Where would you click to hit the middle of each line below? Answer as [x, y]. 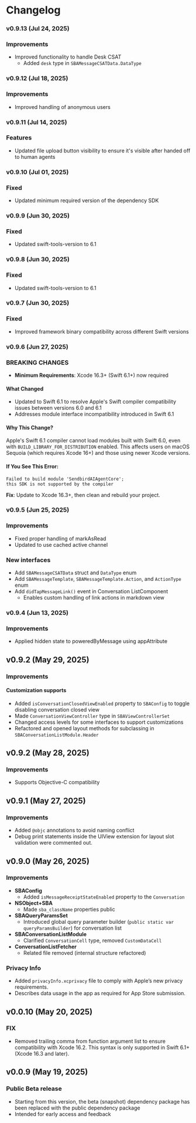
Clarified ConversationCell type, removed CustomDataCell [92, 940]
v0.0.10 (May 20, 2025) [49, 1012]
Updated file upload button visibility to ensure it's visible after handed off [102, 151]
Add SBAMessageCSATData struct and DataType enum [75, 573]
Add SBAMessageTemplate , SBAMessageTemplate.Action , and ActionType [98, 579]
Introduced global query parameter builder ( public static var [99, 921]
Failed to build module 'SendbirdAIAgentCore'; [65, 479]
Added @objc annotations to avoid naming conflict [74, 831]
